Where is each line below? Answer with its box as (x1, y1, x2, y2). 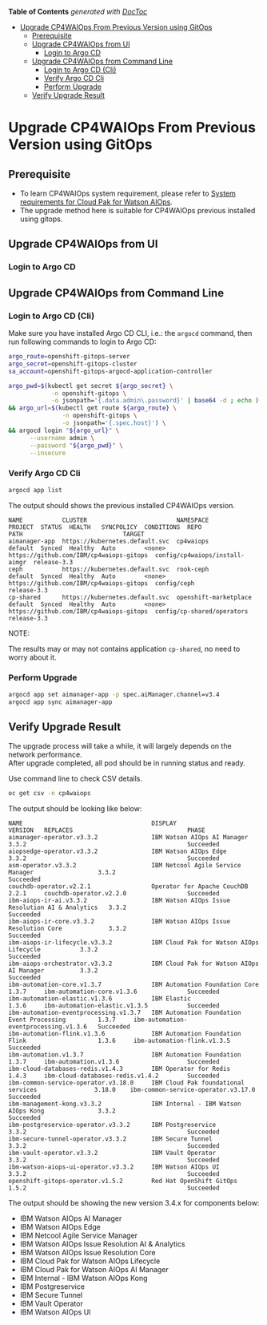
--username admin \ (29, 434, 94, 442)
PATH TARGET (8, 530, 145, 538)
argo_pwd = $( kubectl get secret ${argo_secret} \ (8, 382, 173, 390)
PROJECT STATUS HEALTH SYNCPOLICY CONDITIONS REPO (8, 523, 202, 531)
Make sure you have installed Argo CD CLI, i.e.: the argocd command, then (8, 329, 253, 337)
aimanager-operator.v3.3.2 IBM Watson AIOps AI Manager (8, 834, 249, 842)
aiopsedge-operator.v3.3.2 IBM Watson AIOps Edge (8, 847, 227, 856)
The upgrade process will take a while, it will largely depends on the (8, 741, 232, 751)
